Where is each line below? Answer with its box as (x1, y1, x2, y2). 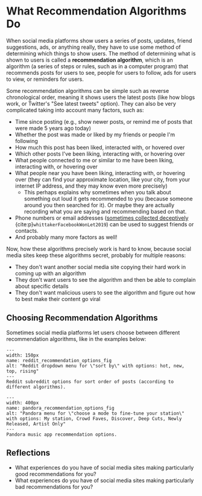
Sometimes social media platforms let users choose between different (6, 329, 180, 336)
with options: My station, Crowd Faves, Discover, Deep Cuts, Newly (6, 415, 182, 422)
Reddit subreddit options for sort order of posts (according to (6, 378, 174, 384)
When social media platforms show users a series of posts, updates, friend (6, 37, 192, 44)
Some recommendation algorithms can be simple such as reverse (6, 87, 169, 94)
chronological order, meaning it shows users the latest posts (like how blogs (6, 94, 195, 101)
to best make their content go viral (14, 295, 101, 302)
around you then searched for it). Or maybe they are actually (24, 201, 175, 209)
